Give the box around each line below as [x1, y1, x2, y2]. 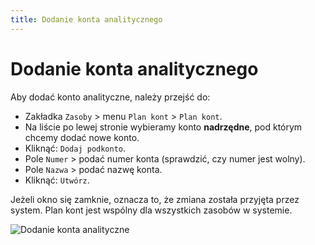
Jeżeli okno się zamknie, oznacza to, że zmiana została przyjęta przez [10, 193, 300, 205]
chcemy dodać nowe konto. [24, 131, 140, 143]
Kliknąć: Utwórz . [24, 174, 90, 186]
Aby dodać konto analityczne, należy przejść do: [10, 91, 211, 103]
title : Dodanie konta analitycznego [10, 14, 163, 25]
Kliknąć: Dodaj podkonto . [24, 142, 127, 154]
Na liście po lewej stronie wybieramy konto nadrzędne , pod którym [24, 121, 303, 133]
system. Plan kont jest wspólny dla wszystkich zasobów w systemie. [10, 204, 293, 216]
